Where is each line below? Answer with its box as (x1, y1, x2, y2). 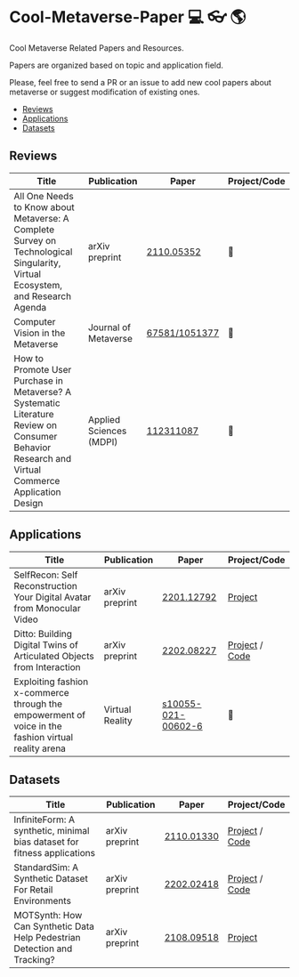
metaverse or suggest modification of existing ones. (9, 86, 200, 97)
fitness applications (13, 847, 96, 860)
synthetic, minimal (13, 825, 90, 837)
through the (13, 698, 63, 710)
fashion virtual (13, 731, 74, 743)
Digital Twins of (13, 638, 78, 650)
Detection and (13, 942, 73, 955)
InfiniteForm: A (13, 813, 76, 826)
